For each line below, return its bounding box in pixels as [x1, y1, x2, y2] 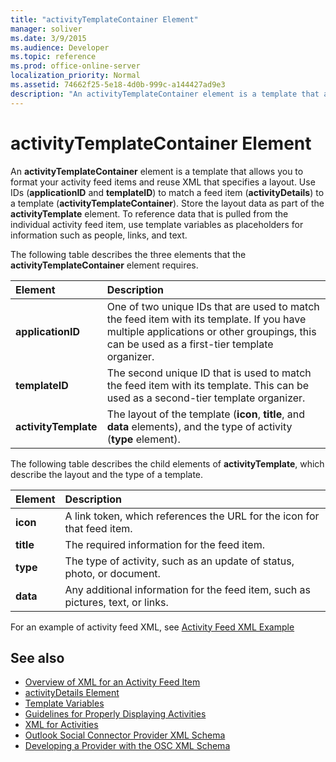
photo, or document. [64, 566, 161, 580]
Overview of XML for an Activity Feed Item [24, 676, 201, 688]
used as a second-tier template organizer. [106, 391, 306, 405]
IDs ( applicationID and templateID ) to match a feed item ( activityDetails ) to [10, 186, 325, 198]
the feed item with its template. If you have [106, 312, 307, 326]
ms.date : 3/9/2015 [10, 33, 87, 43]
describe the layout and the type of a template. [10, 468, 204, 480]
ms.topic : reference [10, 52, 97, 62]
